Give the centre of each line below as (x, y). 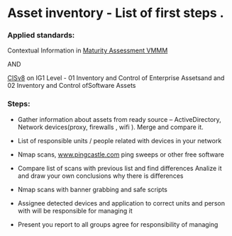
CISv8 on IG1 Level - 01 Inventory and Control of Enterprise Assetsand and (116, 78)
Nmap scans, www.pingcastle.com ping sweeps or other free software (121, 154)
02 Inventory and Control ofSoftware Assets (72, 86)
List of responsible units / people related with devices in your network (120, 140)
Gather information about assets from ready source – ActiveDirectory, (119, 119)
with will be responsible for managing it (75, 210)
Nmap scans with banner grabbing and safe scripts (93, 189)
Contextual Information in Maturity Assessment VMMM (88, 50)
